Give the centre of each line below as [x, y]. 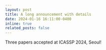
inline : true [18, 24]
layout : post [18, 10]
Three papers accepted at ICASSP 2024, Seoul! [53, 42]
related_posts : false [27, 28]
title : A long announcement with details [48, 14]
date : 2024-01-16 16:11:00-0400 [38, 19]
